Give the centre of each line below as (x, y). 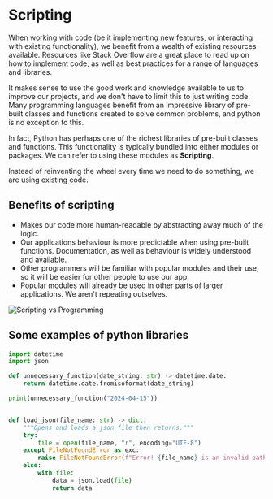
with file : (56, 473)
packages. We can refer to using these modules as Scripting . (111, 155)
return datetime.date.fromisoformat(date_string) (109, 384)
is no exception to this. (46, 122)
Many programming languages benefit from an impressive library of (121, 105)
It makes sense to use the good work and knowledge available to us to (126, 88)
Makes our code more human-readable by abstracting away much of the (142, 224)
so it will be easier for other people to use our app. (104, 276)
